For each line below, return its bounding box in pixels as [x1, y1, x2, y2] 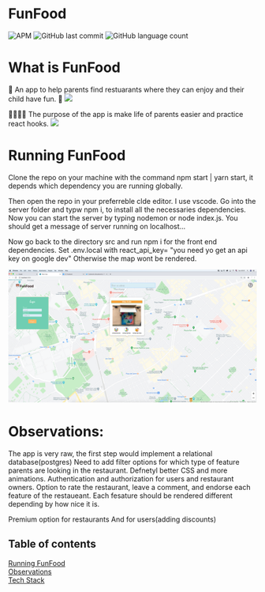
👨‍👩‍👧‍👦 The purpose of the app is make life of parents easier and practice [8, 109, 244, 119]
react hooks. [8, 119, 49, 128]
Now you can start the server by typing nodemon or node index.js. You [8, 213, 238, 222]
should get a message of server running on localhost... [8, 221, 186, 231]
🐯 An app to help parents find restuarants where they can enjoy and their [8, 85, 244, 94]
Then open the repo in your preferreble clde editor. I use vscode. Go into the [8, 196, 256, 206]
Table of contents [8, 537, 96, 551]
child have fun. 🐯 [8, 94, 63, 104]
